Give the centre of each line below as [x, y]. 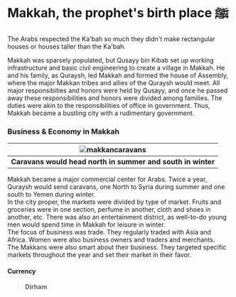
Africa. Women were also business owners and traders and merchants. [111, 240]
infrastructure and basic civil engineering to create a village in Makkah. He [116, 67]
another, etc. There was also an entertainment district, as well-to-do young [117, 217]
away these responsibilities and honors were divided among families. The [115, 98]
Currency [22, 271]
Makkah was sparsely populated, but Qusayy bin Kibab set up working [111, 60]
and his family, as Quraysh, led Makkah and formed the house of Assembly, [118, 75]
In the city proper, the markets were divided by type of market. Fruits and [114, 202]
